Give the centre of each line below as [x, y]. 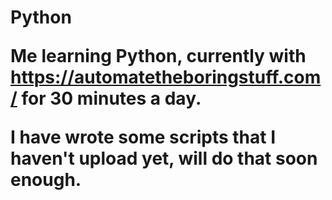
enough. [46, 180]
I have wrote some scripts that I [143, 137]
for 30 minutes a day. [111, 98]
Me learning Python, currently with [158, 56]
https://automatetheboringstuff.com [166, 77]
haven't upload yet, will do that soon [164, 158]
